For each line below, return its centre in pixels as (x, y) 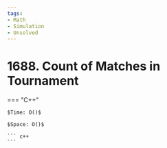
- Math (16, 20)
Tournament (43, 81)
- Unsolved (23, 33)
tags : (15, 13)
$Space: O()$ (26, 125)
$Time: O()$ (24, 113)
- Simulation (26, 26)
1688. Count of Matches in (84, 66)
